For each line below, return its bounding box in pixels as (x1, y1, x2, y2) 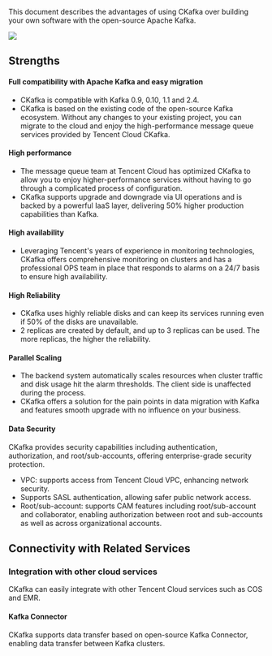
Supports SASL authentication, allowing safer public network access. (19, 492, 252, 502)
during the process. (19, 388, 87, 398)
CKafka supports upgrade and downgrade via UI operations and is (19, 192, 242, 201)
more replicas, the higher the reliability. (19, 334, 152, 344)
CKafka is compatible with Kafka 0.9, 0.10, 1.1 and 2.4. (19, 95, 200, 105)
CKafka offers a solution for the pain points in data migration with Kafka (19, 397, 260, 407)
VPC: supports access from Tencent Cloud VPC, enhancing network (19, 475, 249, 485)
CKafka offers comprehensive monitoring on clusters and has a (19, 255, 232, 264)
